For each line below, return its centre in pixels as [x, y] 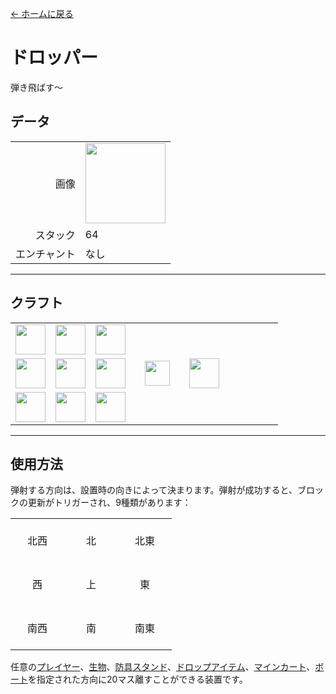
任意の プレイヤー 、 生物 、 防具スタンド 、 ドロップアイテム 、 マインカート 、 [163, 667]
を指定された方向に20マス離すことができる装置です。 [138, 679]
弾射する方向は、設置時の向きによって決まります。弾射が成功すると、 [154, 490]
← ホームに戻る [42, 13]
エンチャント [45, 254]
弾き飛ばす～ [36, 87]
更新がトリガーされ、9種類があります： [109, 503]
